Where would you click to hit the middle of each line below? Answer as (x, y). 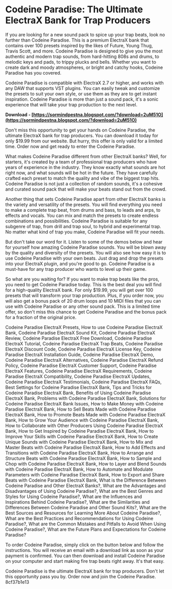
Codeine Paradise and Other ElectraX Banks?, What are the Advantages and (85, 485)
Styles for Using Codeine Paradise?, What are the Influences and (74, 496)
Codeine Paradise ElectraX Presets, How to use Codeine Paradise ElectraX (84, 327)
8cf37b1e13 (17, 582)
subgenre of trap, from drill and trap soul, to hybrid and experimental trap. (83, 226)
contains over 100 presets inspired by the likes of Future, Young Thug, (79, 45)
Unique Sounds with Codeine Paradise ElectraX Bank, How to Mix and (79, 442)
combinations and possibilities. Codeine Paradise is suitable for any (76, 221)
